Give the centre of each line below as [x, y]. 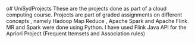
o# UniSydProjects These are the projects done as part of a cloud [87, 9]
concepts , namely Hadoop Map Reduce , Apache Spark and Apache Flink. [97, 21]
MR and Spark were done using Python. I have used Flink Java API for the [96, 27]
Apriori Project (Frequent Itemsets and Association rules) [76, 34]
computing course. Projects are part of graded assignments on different [94, 15]
